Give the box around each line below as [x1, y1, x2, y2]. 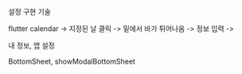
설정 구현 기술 [8, 7, 52, 16]
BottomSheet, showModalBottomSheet [8, 56, 135, 66]
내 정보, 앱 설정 [8, 41, 56, 50]
